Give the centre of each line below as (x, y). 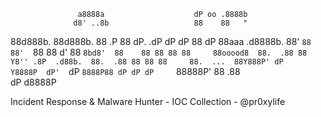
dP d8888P (33, 82)
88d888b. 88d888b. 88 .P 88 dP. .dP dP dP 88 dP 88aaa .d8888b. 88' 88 (161, 41)
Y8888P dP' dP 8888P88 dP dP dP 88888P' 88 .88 (125, 71)
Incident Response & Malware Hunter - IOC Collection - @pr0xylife (148, 101)
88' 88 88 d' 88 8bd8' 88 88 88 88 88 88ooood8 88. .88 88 (159, 52)
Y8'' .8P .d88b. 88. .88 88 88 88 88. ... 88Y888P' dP (147, 62)
